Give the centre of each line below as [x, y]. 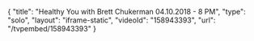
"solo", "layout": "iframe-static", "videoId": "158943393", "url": [112, 20]
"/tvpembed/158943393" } [52, 29]
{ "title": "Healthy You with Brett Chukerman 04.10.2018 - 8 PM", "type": [127, 12]
